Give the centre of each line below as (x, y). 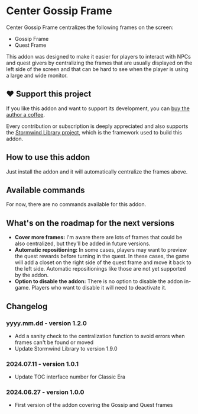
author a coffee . (26, 114)
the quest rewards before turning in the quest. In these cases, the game (102, 256)
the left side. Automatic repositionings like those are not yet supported (100, 269)
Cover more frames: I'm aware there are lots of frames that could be (98, 238)
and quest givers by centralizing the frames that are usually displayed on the (99, 63)
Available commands (46, 190)
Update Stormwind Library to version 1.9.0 (66, 348)
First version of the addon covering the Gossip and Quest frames (94, 405)
